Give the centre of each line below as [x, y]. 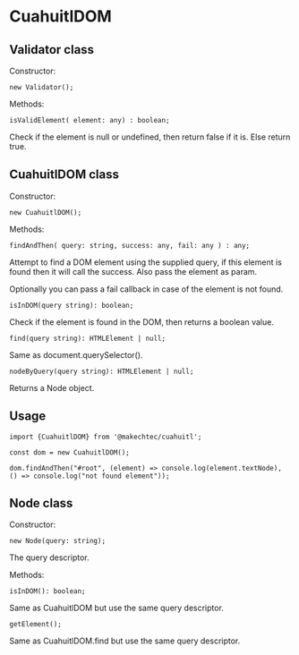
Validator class [52, 50]
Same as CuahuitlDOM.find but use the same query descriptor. [125, 641]
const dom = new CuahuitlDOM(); [69, 452]
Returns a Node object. [52, 387]
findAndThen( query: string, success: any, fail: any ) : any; [130, 245]
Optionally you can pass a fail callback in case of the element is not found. [146, 289]
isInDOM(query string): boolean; [72, 305]
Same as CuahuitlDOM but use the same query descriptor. [116, 608]
